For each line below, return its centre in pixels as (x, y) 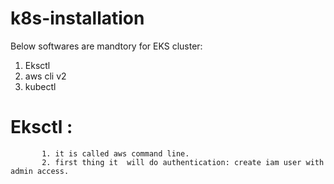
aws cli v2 (45, 76)
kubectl (40, 86)
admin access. (40, 171)
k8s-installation (77, 18)
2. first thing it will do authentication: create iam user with (183, 162)
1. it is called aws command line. (115, 153)
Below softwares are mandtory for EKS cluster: (106, 46)
